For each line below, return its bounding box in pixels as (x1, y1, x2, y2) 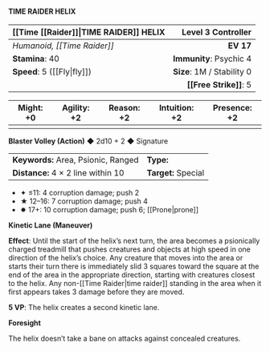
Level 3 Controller (182, 26, 252, 38)
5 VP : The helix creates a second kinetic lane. (8, 303, 160, 313)
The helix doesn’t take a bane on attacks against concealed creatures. (8, 333, 241, 344)
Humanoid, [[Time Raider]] (12, 40, 115, 51)
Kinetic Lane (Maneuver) (8, 220, 93, 230)
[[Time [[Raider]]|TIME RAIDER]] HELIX (12, 26, 166, 38)
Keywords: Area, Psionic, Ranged (12, 155, 139, 166)
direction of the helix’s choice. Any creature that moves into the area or (8, 253, 243, 263)
